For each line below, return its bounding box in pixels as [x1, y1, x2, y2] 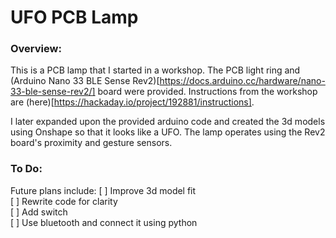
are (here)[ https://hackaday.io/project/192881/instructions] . [10, 96, 255, 108]
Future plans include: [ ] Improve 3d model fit [10, 184, 197, 196]
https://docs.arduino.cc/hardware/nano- [159, 75, 326, 87]
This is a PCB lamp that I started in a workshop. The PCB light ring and [10, 64, 301, 76]
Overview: [10, 42, 62, 56]
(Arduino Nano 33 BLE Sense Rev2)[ [10, 75, 160, 87]
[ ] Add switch [10, 206, 68, 218]
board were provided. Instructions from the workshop [97, 86, 318, 98]
